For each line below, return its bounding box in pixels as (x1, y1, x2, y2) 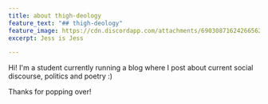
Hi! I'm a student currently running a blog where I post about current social (8, 63, 254, 73)
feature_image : (8, 26, 59, 34)
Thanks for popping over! (8, 87, 92, 97)
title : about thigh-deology (8, 11, 102, 20)
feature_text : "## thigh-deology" (8, 19, 124, 27)
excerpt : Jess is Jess (8, 34, 84, 42)
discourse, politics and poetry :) (8, 71, 113, 81)
